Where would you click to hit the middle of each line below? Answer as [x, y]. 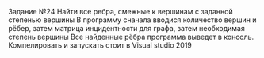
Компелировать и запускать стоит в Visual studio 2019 [100, 45]
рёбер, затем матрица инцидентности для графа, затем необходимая [127, 28]
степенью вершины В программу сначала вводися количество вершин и [132, 20]
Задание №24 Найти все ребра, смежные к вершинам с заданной [121, 12]
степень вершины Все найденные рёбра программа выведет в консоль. [131, 37]
